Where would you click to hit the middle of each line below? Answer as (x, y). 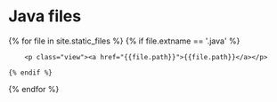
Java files (45, 16)
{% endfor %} (34, 89)
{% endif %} (30, 73)
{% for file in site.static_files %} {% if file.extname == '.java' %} (124, 41)
